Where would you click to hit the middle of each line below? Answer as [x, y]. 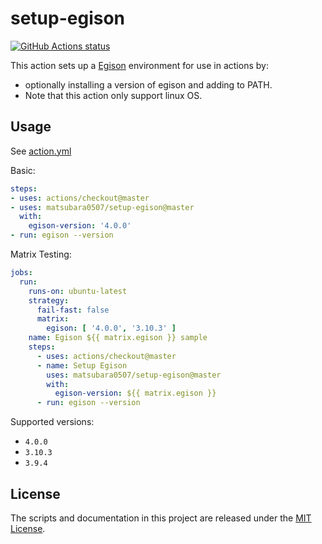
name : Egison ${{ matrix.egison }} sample [118, 338]
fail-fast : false [73, 310]
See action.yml [41, 151]
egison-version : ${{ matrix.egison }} [135, 393]
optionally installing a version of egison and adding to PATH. [148, 84]
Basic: [23, 170]
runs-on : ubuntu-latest [78, 291]
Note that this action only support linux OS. [113, 95]
